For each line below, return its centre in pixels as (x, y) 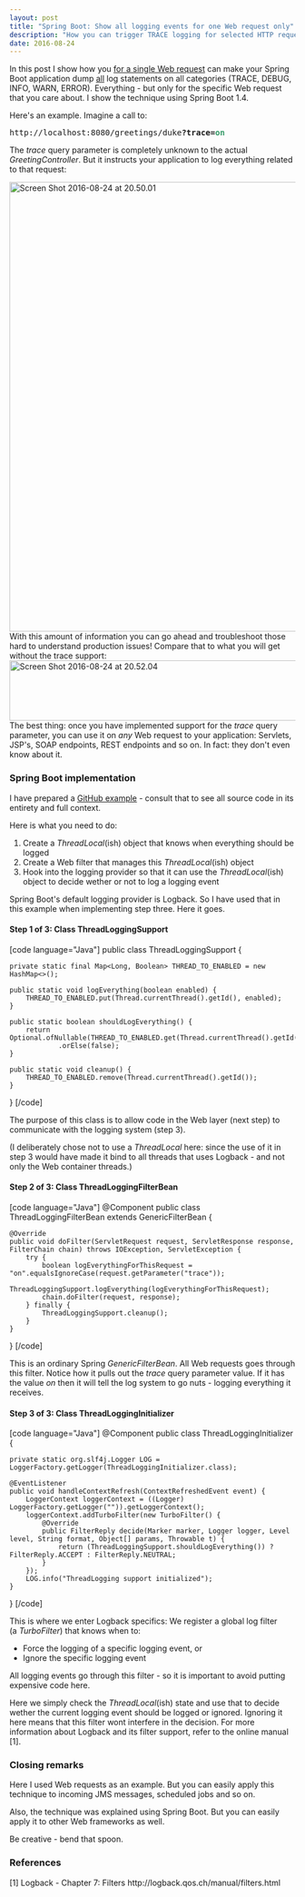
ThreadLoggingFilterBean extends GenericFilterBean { (111, 1217)
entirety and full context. (55, 807)
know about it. (36, 755)
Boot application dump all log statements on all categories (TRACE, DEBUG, (151, 79)
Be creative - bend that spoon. (67, 1839)
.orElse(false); (89, 1045)
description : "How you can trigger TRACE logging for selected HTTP (142, 35)
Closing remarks (47, 1765)
